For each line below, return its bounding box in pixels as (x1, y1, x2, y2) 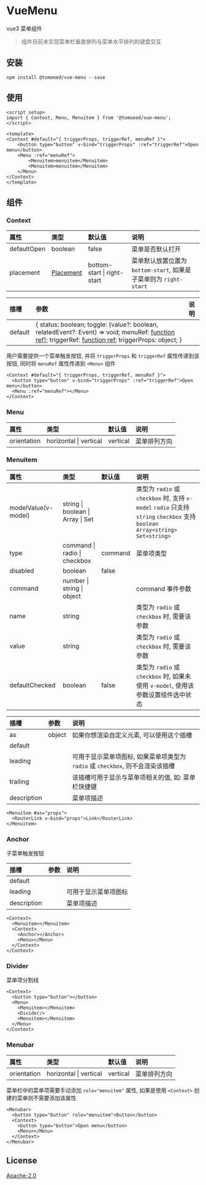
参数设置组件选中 (135, 690, 186, 699)
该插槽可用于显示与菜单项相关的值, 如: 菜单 (72, 773, 196, 781)
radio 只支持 (153, 503, 190, 511)
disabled (9, 566, 34, 575)
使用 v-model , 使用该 (135, 681, 194, 690)
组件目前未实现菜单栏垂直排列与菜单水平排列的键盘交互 (21, 37, 161, 45)
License (6, 1155, 37, 1166)
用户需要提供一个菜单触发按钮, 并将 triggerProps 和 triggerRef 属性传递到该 (6, 352, 200, 360)
